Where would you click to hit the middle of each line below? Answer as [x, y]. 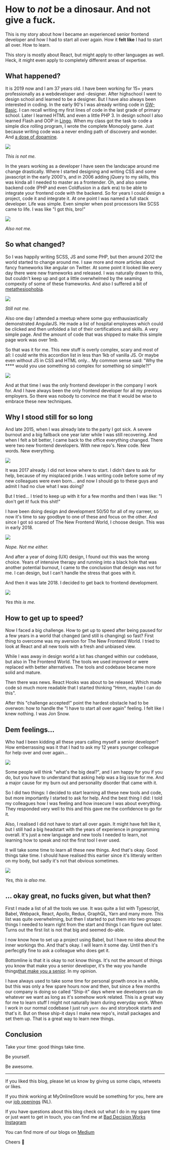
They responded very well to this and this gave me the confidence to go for [84, 809]
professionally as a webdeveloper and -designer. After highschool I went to [83, 94]
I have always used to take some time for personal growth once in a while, [82, 981]
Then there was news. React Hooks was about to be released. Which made [83, 682]
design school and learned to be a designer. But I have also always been [80, 99]
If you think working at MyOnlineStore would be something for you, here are [84, 1096]
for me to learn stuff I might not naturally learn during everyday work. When [84, 1002]
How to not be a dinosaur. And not [78, 9]
